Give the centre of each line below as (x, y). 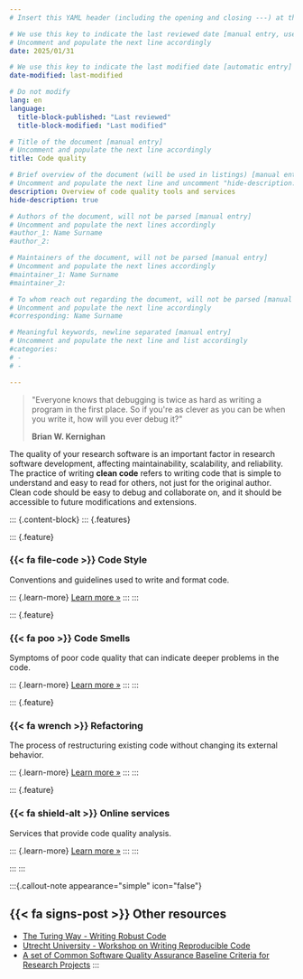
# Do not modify (40, 92)
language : (28, 108)
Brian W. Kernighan (69, 436)
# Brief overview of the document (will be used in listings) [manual (145, 175)
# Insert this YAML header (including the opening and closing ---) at (147, 18)
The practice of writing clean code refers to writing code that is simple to (145, 473)
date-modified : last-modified (66, 76)
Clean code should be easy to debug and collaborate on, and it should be (146, 492)
